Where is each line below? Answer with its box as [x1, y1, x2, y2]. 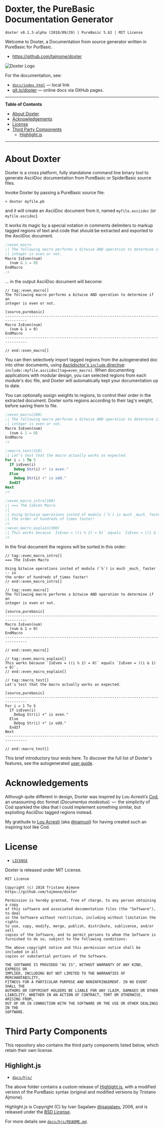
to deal [5, 911, 21, 916]
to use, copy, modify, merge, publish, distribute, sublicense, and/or [5, 923, 154, 928]
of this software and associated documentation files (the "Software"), [5, 906, 156, 911]
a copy [5, 902, 19, 907]
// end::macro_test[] [5, 746, 49, 751]
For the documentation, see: [5, 72, 62, 78]
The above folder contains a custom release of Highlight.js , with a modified [5, 1084, 156, 1090]
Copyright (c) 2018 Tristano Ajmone [5, 885, 80, 890]
